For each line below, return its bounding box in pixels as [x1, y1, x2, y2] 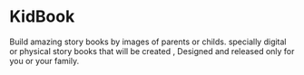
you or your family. [9, 55, 80, 66]
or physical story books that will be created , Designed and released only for [9, 45, 295, 56]
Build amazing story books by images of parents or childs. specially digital [9, 36, 288, 47]
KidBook [9, 6, 75, 27]
